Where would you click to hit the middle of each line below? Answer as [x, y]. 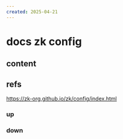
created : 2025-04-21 [32, 12]
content [21, 64]
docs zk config [44, 41]
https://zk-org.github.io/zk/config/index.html [61, 99]
